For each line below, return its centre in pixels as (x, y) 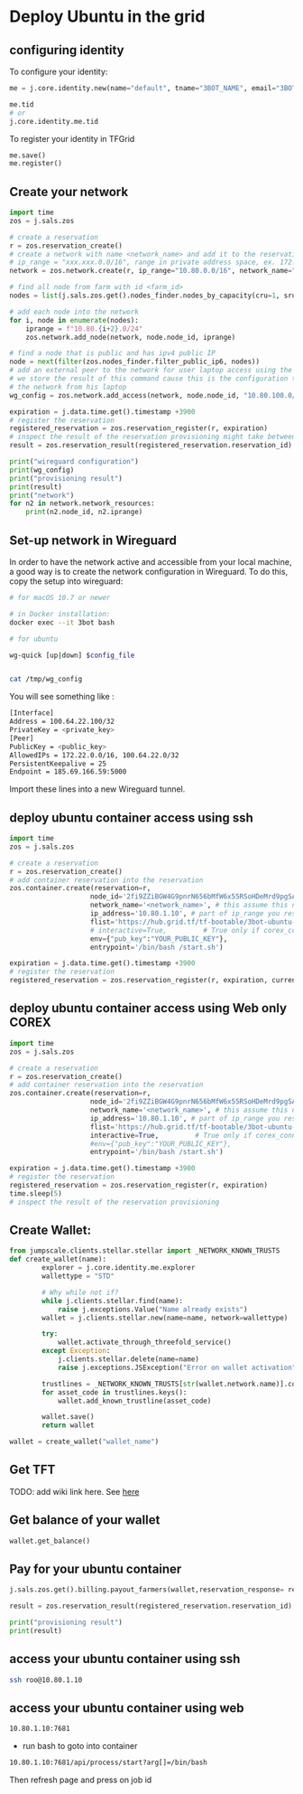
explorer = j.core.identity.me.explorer (119, 1268)
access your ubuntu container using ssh (125, 1659)
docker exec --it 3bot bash (62, 622)
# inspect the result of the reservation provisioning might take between (153, 437)
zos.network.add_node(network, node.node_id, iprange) (131, 337)
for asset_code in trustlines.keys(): (115, 1392)
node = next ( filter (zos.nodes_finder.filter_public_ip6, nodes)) (134, 362)
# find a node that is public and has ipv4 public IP (113, 353)
